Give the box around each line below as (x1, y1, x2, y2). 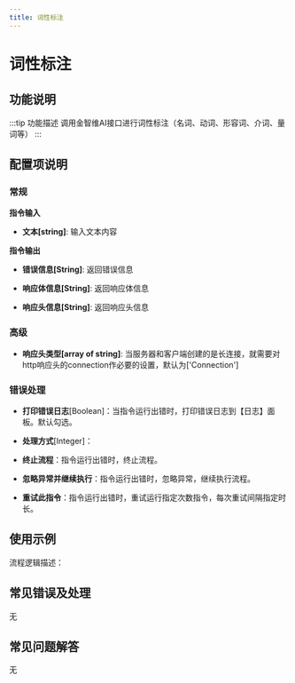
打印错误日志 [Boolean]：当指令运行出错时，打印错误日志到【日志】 (21, 405, 268, 416)
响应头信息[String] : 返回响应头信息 (21, 302, 149, 313)
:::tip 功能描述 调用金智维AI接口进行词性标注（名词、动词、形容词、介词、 (9, 117, 277, 128)
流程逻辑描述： (9, 557, 64, 568)
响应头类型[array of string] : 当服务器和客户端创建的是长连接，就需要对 (21, 348, 281, 359)
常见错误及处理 (9, 585, 91, 600)
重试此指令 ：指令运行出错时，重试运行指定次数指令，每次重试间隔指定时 (21, 492, 286, 503)
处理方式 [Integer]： (21, 435, 93, 446)
